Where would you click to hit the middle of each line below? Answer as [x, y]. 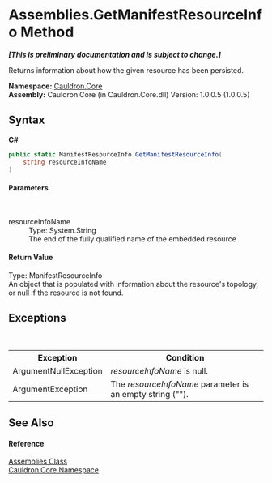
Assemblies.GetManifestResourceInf [136, 15]
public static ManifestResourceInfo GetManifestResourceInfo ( [115, 154]
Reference [26, 443]
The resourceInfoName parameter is [180, 384]
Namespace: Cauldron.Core [55, 86]
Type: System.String [63, 230]
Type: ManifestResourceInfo [55, 275]
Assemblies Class [38, 462]
